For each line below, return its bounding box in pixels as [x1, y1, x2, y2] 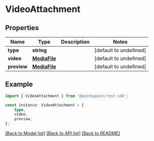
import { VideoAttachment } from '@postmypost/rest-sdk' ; [5, 93, 129, 98]
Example [5, 80, 33, 89]
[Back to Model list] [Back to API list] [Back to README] [5, 130, 120, 136]
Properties [5, 24, 39, 32]
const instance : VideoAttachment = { [5, 102, 84, 107]
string [32, 47, 47, 54]
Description [61, 39, 90, 45]
